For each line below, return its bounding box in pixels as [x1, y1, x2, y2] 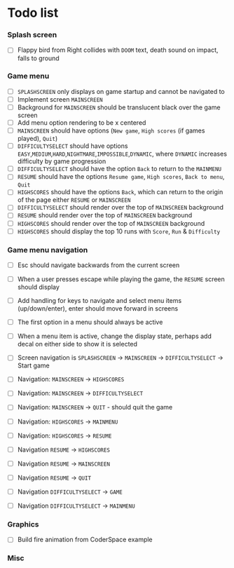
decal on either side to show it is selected [17, 340, 138, 349]
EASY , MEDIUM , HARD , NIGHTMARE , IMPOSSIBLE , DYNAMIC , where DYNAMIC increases [17, 149, 228, 158]
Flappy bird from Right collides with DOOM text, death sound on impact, [17, 46, 219, 54]
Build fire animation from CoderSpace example [17, 535, 153, 544]
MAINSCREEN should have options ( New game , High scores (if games [17, 126, 205, 135]
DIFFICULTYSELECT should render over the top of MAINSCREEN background [17, 203, 224, 212]
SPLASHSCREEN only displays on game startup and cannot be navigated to [17, 87, 226, 95]
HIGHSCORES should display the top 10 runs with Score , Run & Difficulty [17, 226, 221, 236]
